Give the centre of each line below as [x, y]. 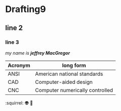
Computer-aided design [64, 82]
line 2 [14, 28]
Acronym [19, 65]
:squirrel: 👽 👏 [19, 103]
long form [74, 65]
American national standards [69, 74]
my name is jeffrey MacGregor [38, 53]
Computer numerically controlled [74, 90]
